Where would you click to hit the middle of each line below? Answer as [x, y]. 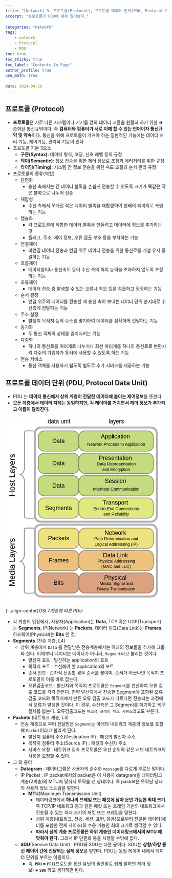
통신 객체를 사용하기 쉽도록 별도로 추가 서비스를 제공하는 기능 [89, 365]
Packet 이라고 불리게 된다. [51, 730]
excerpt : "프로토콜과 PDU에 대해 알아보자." [47, 16]
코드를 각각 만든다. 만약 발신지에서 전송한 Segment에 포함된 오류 [98, 692]
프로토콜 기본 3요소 [32, 148]
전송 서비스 [31, 359]
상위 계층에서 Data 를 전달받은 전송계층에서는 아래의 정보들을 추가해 [88, 647]
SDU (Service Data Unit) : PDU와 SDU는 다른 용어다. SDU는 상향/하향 [91, 844]
